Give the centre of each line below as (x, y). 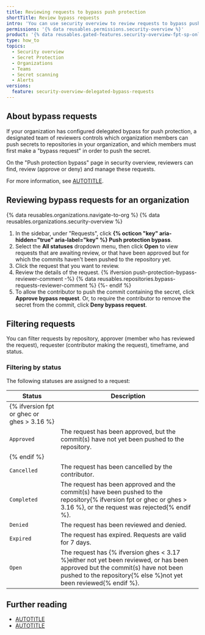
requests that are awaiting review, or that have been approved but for (102, 253)
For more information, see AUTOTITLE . (55, 180)
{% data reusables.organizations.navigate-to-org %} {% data (83, 215)
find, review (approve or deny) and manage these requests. (81, 169)
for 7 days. (76, 542)
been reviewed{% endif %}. (100, 583)
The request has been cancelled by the (117, 467)
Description (128, 396)
